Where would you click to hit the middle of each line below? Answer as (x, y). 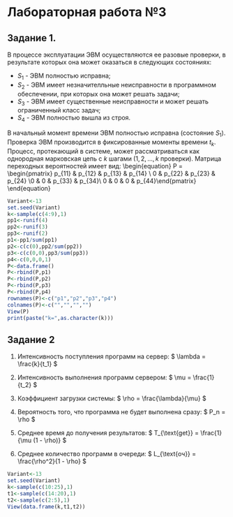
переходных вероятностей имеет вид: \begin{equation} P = (95, 166)
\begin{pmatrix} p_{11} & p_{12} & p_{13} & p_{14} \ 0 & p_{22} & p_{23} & (112, 173)
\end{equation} (29, 188)
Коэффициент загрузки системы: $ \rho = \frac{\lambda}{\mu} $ (112, 398)
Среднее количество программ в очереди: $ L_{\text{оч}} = (107, 454)
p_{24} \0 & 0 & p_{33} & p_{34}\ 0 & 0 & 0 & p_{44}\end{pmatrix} (102, 181)
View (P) (18, 312)
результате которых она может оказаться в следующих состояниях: (110, 62)
